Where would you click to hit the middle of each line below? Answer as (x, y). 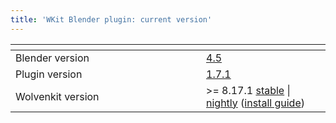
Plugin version (49, 74)
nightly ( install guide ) (255, 103)
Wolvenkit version (57, 96)
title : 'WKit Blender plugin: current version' (111, 19)
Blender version (52, 58)
